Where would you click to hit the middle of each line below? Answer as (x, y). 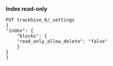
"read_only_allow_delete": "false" (62, 42)
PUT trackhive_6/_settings (40, 20)
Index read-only (26, 9)
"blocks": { (32, 36)
